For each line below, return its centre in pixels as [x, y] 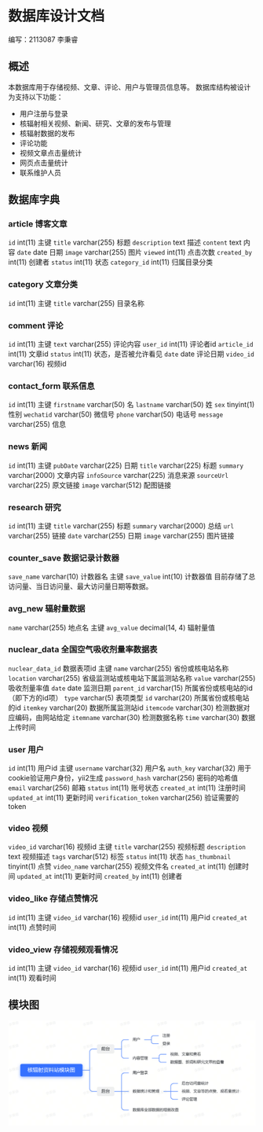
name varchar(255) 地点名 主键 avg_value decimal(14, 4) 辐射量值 [112, 627]
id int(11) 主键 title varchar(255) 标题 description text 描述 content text [125, 243]
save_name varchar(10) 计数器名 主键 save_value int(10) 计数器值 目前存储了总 [132, 577]
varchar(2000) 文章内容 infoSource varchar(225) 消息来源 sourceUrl [119, 475]
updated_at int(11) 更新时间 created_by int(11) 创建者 [100, 877]
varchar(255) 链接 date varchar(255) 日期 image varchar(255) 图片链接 [121, 535]
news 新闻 [28, 447]
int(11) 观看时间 [32, 978]
